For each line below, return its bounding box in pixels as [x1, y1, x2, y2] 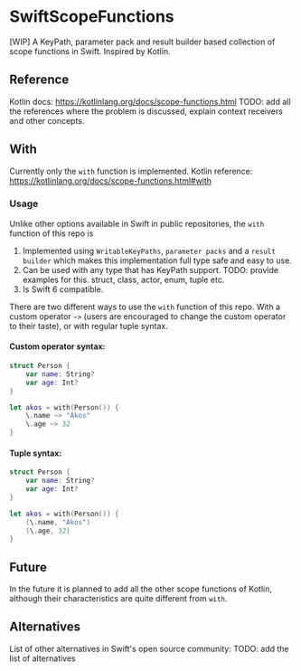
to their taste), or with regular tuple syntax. [9, 320, 169, 331]
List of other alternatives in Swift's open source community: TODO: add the [9, 643, 289, 654]
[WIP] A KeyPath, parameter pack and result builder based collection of [9, 36, 276, 47]
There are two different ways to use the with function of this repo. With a [9, 301, 281, 312]
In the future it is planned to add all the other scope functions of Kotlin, [9, 583, 273, 594]
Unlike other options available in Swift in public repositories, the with [9, 218, 265, 229]
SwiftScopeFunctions [9, 6, 174, 27]
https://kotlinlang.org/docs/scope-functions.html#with [9, 175, 212, 186]
